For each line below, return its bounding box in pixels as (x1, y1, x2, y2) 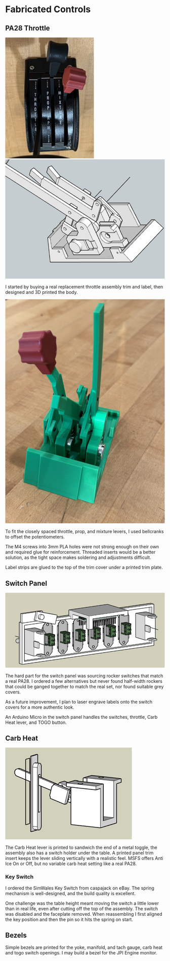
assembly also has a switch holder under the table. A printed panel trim (5, 850, 154, 856)
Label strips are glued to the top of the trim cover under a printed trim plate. (5, 565, 163, 571)
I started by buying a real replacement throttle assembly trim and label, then (5, 284, 163, 290)
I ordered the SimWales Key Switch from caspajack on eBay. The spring (5, 885, 154, 891)
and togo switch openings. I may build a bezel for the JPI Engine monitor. (5, 950, 157, 956)
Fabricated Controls (5, 4, 91, 15)
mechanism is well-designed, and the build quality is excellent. (5, 890, 136, 897)
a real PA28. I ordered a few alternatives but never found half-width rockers (5, 678, 163, 684)
